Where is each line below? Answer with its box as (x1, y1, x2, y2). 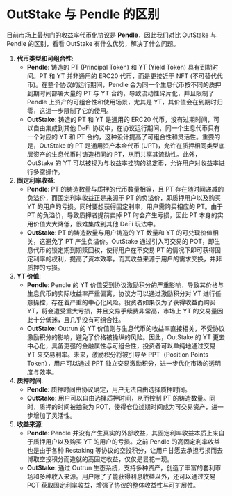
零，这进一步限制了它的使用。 (26, 106, 113, 115)
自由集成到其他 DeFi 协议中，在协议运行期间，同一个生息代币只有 (33, 123, 220, 132)
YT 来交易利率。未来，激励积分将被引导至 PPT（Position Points (26, 350, 209, 359)
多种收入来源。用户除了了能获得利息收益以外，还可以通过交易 (39, 472, 216, 481)
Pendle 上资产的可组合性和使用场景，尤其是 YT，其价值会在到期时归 (26, 98, 223, 106)
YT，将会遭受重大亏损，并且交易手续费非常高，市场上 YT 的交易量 (26, 307, 218, 315)
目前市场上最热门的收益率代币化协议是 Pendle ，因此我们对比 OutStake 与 (6, 31, 217, 39)
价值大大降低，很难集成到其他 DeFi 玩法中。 (33, 219, 160, 228)
